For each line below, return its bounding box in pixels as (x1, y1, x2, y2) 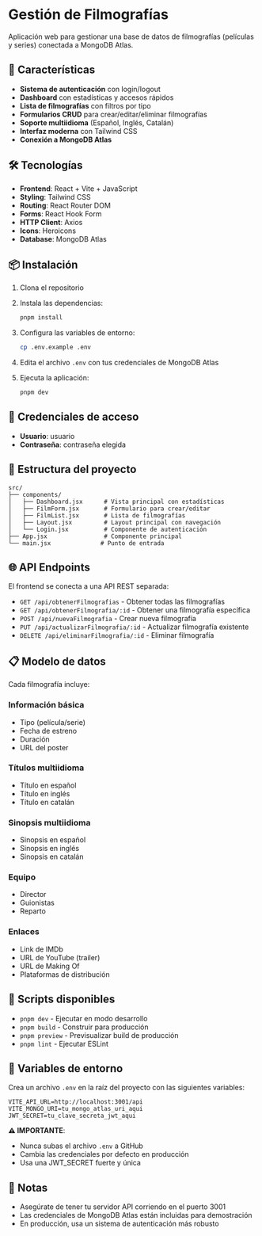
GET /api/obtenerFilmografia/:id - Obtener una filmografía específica (19, 605, 251, 615)
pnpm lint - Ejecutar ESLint (19, 1039, 109, 1048)
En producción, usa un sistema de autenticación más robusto (19, 1219, 219, 1229)
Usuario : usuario (19, 431, 75, 441)
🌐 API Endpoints (8, 561, 91, 574)
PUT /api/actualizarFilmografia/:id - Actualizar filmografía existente (19, 622, 249, 631)
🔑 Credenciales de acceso (8, 410, 139, 424)
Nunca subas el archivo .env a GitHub (19, 1141, 144, 1150)
